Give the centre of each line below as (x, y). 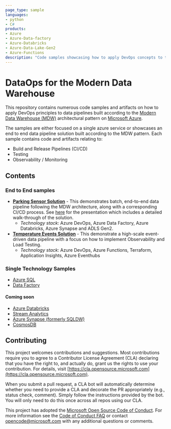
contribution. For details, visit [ (37, 369)
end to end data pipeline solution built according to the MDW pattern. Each (84, 133)
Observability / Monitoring (40, 160)
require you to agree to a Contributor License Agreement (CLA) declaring (82, 358)
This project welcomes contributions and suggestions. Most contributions (82, 353)
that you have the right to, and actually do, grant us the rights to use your (82, 364)
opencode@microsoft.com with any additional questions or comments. (79, 421)
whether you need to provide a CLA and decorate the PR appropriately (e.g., (85, 390)
